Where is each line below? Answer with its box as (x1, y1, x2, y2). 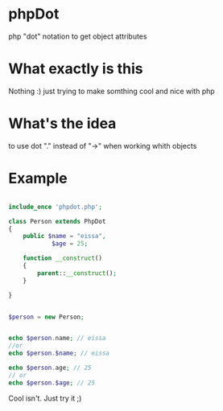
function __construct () (23, 254, 103, 262)
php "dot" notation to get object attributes (8, 31, 147, 41)
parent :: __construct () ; (37, 269, 117, 277)
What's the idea (8, 114, 117, 133)
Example (8, 170, 68, 187)
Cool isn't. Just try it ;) (8, 393, 82, 403)
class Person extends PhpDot (8, 217, 106, 225)
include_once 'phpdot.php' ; (8, 203, 103, 211)
